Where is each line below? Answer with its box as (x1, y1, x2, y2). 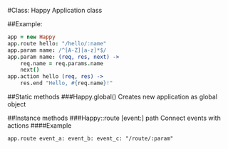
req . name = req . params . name (20, 60, 103, 67)
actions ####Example (7, 121, 72, 130)
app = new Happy (7, 33, 56, 40)
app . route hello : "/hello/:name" (7, 40, 107, 47)
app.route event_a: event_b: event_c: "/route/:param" (7, 135, 174, 142)
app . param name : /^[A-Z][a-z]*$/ (7, 46, 107, 54)
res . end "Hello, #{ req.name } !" (20, 79, 113, 87)
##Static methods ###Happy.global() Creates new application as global (7, 92, 218, 101)
